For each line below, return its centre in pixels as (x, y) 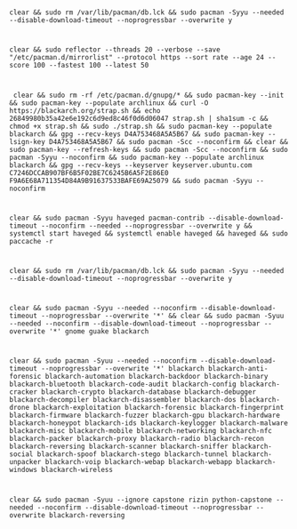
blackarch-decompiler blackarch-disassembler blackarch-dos (123, 400)
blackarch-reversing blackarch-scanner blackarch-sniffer (119, 447)
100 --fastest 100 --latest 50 (91, 66)
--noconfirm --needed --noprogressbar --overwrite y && (147, 226)
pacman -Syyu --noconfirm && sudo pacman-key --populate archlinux (137, 157)
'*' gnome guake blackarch (99, 332)
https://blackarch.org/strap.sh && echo (85, 110)
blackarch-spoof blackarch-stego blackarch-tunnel (132, 454)
